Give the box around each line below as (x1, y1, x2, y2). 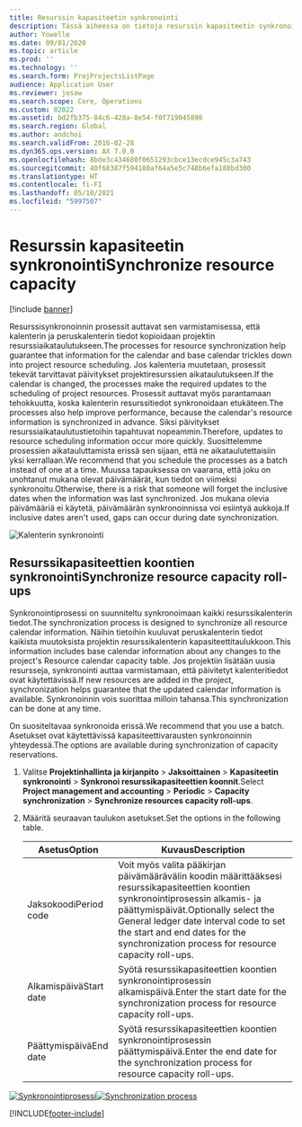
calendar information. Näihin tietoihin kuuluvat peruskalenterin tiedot (9, 626, 263, 637)
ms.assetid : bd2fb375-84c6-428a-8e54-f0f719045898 (9, 113, 203, 122)
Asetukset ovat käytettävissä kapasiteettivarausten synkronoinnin (9, 730, 253, 741)
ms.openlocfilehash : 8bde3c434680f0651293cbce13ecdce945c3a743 (9, 155, 252, 164)
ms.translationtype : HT (9, 172, 99, 181)
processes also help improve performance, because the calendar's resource (9, 406, 293, 418)
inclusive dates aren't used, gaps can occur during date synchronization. (9, 511, 280, 522)
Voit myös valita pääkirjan (118, 858, 226, 871)
